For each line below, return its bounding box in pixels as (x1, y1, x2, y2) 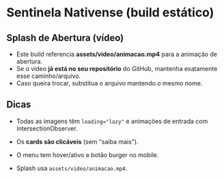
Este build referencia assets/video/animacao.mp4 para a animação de (16, 50, 218, 58)
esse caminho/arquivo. (16, 72, 81, 80)
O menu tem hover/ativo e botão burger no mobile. (16, 150, 159, 159)
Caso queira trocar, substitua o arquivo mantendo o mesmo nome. (16, 79, 203, 87)
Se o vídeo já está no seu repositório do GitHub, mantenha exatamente (16, 65, 218, 72)
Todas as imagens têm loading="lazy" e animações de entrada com (16, 117, 208, 125)
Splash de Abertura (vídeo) (6, 32, 124, 44)
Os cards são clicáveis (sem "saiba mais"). (16, 137, 139, 146)
